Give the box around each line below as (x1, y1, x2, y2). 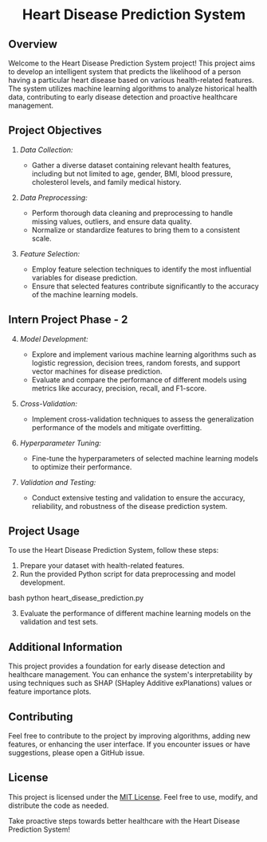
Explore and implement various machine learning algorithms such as (31, 349, 257, 359)
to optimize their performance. (31, 462, 132, 472)
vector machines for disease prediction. (31, 366, 163, 376)
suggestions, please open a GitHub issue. (8, 748, 145, 758)
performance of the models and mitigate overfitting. (31, 422, 202, 432)
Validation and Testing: (19, 477, 96, 487)
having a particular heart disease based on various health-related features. (8, 76, 255, 84)
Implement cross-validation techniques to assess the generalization (31, 414, 254, 424)
